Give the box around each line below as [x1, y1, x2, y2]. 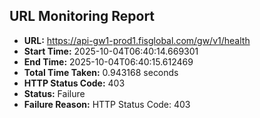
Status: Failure [23, 87, 86, 99]
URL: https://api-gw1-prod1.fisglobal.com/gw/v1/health [23, 34, 251, 46]
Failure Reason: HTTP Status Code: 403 [23, 98, 191, 110]
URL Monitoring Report [9, 8, 156, 25]
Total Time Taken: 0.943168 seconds [23, 66, 179, 78]
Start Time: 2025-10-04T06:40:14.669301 [23, 45, 199, 57]
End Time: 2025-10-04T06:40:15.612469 [23, 55, 194, 68]
